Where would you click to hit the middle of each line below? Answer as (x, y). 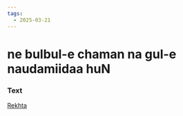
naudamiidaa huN (59, 69)
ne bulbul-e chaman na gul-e (92, 54)
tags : (15, 13)
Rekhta (17, 105)
